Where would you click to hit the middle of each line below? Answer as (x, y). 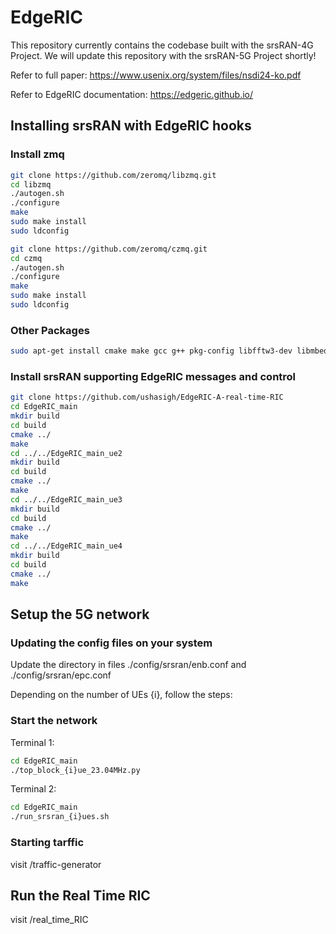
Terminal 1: (32, 742)
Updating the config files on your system (111, 643)
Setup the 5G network (80, 614)
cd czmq (26, 258)
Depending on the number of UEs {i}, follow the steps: (121, 695)
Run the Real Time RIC (80, 895)
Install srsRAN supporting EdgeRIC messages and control (153, 376)
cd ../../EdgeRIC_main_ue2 (66, 453)
